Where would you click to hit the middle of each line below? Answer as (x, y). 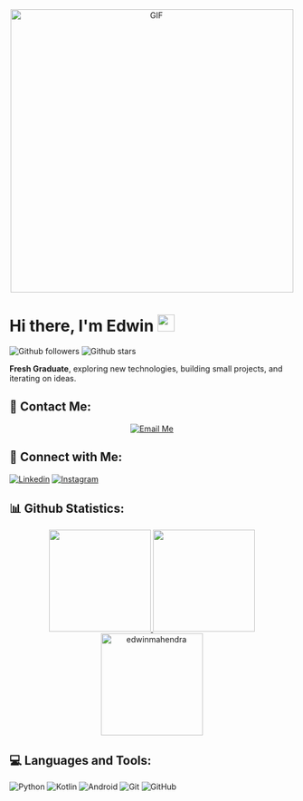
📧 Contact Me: (51, 407)
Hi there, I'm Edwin (82, 326)
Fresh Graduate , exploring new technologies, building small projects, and (146, 368)
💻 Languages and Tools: (80, 760)
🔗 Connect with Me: (66, 457)
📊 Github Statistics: (67, 508)
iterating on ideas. (43, 378)
